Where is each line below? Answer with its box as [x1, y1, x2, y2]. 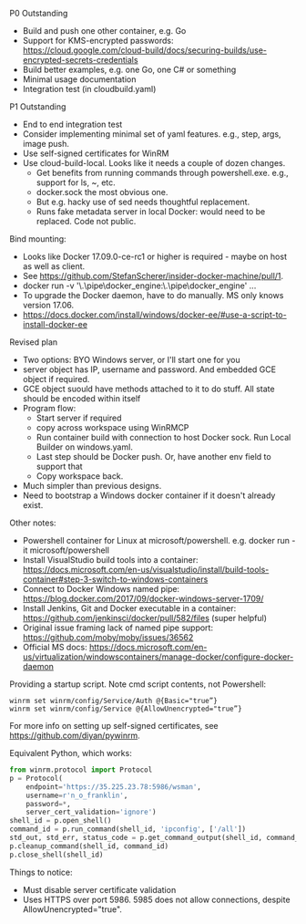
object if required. [22, 374, 90, 384]
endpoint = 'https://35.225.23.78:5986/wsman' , [25, 782, 202, 792]
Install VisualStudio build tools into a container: [22, 555, 199, 565]
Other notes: [9, 517, 56, 528]
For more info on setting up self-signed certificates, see [9, 721, 219, 731]
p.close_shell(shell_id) [9, 850, 104, 859]
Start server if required [36, 412, 122, 423]
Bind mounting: [9, 234, 66, 244]
